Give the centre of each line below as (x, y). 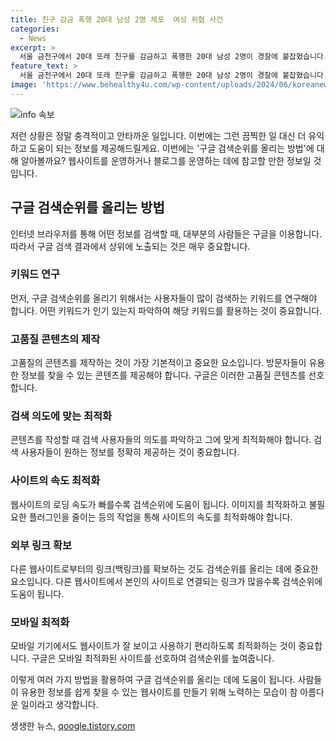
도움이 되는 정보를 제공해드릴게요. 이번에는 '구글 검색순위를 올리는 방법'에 (171, 148)
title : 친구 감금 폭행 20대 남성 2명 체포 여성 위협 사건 (117, 19)
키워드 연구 (35, 274)
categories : (35, 29)
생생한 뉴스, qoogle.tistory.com (73, 726)
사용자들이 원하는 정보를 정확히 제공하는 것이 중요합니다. (130, 452)
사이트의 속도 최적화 (55, 481)
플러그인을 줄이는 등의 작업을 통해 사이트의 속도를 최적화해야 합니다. (160, 517)
